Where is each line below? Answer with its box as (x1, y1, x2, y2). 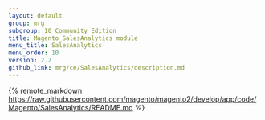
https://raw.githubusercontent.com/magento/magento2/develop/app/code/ (8, 94, 257, 104)
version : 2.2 (8, 57, 52, 65)
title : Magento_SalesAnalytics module (8, 34, 138, 42)
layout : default (8, 11, 63, 20)
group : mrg (8, 19, 45, 27)
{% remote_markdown (8, 86, 83, 95)
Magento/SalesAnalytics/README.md (8, 102, 134, 112)
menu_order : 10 (8, 49, 59, 57)
